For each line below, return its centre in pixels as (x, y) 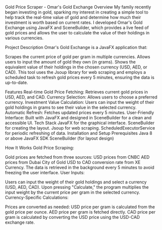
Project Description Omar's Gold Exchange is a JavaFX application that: (76, 47)
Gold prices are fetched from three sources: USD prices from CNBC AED (77, 157)
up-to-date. (16, 82)
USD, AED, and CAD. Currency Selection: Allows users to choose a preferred (81, 97)
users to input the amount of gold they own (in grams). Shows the (70, 62)
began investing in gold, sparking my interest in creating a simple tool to (77, 12)
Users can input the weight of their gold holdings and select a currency (76, 182)
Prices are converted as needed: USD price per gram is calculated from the (80, 207)
